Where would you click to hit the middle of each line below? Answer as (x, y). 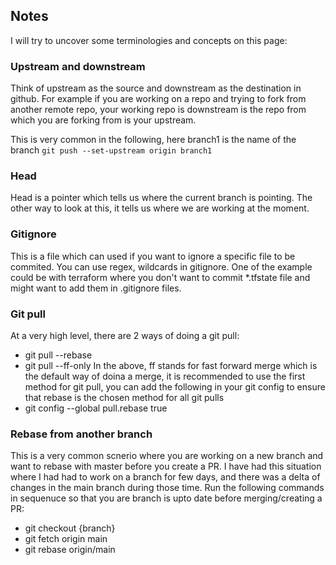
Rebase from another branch (81, 434)
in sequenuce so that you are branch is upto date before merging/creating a (166, 498)
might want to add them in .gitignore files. (96, 288)
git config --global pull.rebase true (96, 408)
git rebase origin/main (70, 550)
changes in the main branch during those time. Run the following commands (167, 488)
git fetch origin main (66, 539)
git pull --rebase (58, 355)
